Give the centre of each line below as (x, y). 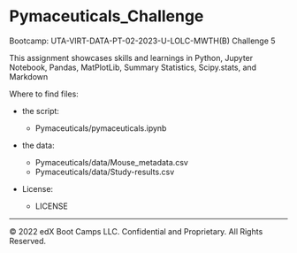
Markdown (29, 76)
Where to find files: (44, 94)
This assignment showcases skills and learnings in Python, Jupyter (131, 57)
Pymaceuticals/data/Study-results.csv (105, 172)
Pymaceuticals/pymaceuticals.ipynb (101, 128)
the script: (41, 111)
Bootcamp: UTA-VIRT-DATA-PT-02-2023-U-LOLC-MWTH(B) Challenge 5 (142, 41)
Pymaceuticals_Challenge (107, 16)
